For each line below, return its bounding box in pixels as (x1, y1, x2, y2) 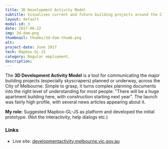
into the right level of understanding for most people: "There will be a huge (5, 88, 159, 94)
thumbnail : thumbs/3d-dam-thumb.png (5, 36, 81, 41)
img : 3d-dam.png (5, 31, 39, 36)
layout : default (5, 17, 39, 22)
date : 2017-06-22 (5, 26, 41, 31)
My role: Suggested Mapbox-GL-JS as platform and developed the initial (5, 109, 155, 115)
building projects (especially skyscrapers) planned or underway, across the (5, 78, 160, 84)
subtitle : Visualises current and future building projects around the (5, 12, 157, 17)
